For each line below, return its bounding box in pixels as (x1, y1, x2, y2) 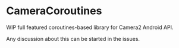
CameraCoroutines (6, 4, 102, 18)
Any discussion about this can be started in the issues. (6, 35, 140, 42)
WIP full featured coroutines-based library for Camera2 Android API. (6, 24, 174, 31)
